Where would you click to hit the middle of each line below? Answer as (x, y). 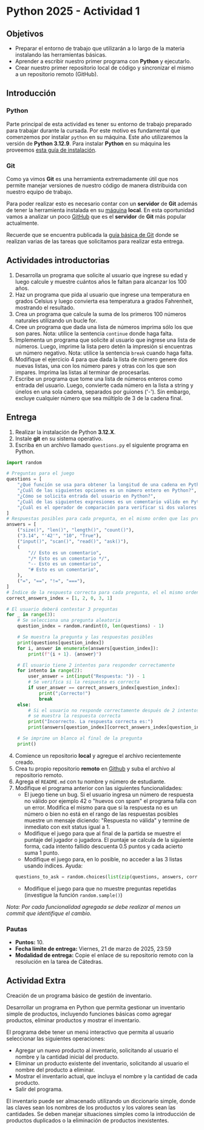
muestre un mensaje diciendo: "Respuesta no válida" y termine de (107, 820)
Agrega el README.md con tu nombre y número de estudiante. (90, 782)
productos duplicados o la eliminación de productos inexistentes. (88, 1120)
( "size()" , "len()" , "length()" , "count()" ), (76, 530)
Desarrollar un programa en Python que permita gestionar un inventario (96, 1007)
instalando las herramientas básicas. (61, 55)
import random (24, 462)
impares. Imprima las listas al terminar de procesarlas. (83, 372)
